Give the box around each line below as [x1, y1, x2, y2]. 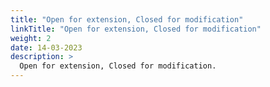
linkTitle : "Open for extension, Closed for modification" [10, 24, 262, 34]
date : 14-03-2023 [10, 42, 83, 53]
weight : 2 [10, 33, 52, 43]
